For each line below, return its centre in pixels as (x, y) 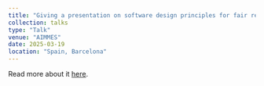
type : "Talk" (29, 30)
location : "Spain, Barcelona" (58, 52)
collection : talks (38, 23)
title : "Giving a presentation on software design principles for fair (128, 15)
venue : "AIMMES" (35, 37)
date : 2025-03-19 (37, 45)
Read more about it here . (48, 74)
